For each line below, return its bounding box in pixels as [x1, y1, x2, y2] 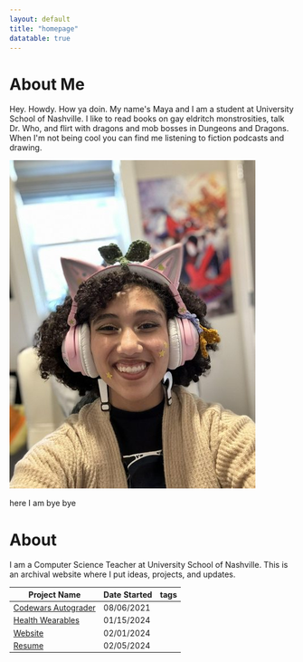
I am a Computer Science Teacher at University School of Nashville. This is [9, 560, 289, 571]
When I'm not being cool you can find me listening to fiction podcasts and [9, 132, 285, 144]
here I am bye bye [9, 498, 77, 509]
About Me [9, 73, 85, 94]
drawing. [9, 142, 43, 153]
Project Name [28, 589, 81, 600]
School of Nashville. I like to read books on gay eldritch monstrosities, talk [9, 113, 285, 124]
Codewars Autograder [13, 602, 97, 613]
